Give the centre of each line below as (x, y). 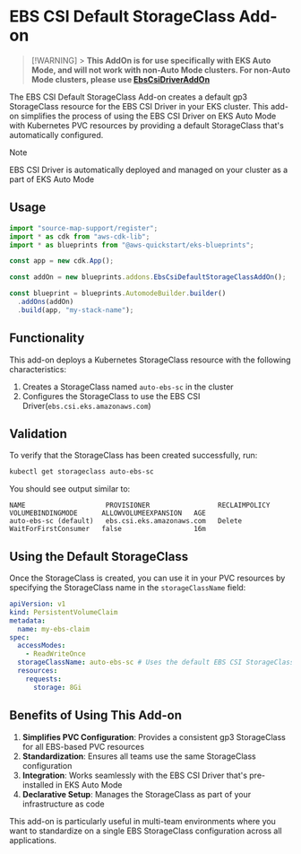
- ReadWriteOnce (56, 654)
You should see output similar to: (70, 489)
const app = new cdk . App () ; (62, 261)
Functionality (47, 338)
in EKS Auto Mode (89, 784)
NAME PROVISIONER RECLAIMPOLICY (140, 505)
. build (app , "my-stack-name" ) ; (76, 310)
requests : (44, 679)
